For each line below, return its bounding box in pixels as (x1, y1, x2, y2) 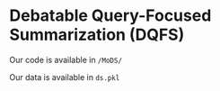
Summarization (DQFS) (9, 24, 185, 45)
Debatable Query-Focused (9, 5, 212, 26)
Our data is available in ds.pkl (9, 71, 120, 82)
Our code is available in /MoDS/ (9, 54, 123, 65)
